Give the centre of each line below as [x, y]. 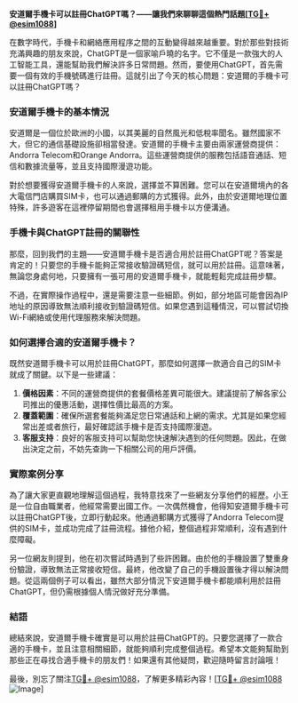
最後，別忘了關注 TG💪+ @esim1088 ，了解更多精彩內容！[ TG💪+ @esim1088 [146, 679]
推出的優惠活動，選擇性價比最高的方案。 [104, 404]
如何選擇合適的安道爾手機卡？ [73, 342]
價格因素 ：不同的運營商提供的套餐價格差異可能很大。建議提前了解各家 [150, 393]
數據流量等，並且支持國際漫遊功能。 [90, 166]
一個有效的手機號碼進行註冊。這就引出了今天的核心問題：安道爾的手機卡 [149, 76]
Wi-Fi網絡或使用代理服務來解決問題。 [78, 317]
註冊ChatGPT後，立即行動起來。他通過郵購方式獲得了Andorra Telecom [146, 517]
